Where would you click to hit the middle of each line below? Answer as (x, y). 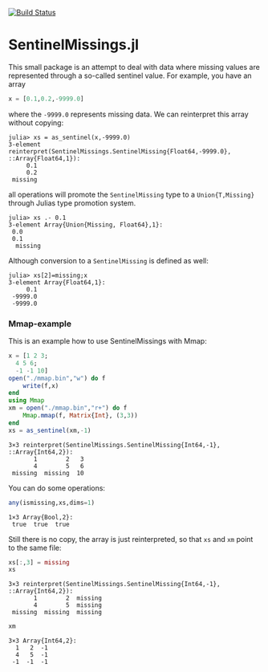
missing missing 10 (48, 473)
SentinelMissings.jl (73, 45)
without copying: (36, 122)
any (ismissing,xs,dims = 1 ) (51, 503)
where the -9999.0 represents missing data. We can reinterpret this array (128, 114)
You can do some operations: (57, 488)
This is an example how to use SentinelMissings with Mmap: (108, 341)
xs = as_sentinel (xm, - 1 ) (50, 430)
